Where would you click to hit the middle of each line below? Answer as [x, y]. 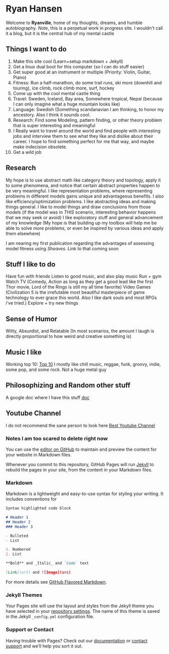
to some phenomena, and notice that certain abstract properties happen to [83, 185]
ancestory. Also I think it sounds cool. [52, 115]
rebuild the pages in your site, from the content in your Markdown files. [79, 470]
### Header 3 [19, 527]
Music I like [24, 352]
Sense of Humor [32, 319]
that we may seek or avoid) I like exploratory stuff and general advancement [84, 217]
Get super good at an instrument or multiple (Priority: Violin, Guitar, [82, 72]
